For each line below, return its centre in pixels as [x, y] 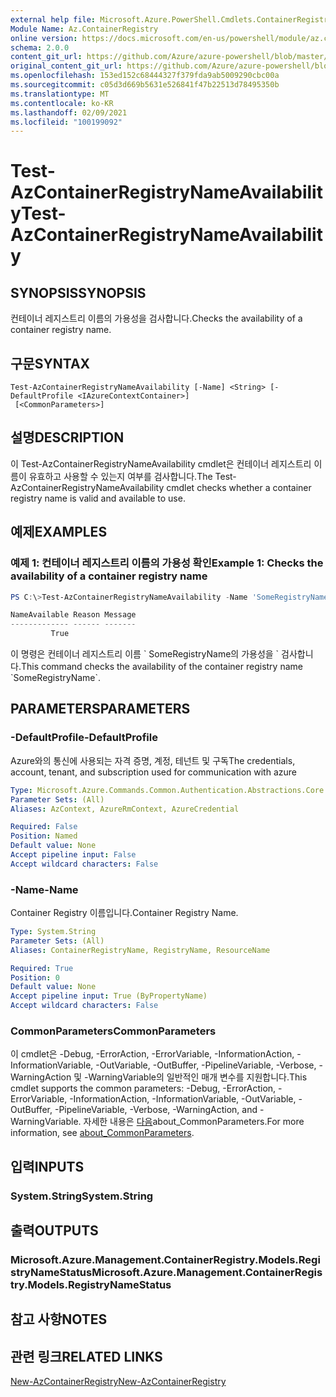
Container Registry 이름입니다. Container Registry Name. [124, 913]
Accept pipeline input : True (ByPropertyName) [109, 996]
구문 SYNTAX [50, 363]
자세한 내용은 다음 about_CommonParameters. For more [194, 1122]
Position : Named [44, 836]
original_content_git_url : [66, 66]
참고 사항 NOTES [59, 1319]
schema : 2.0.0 [40, 47]
